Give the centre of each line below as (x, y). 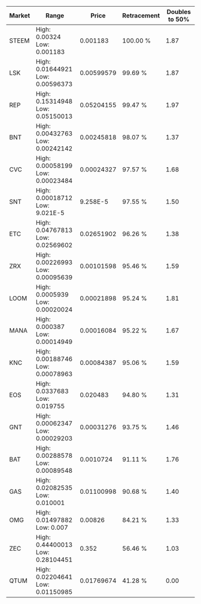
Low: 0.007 (52, 528)
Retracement (141, 16)
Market (20, 16)
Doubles (179, 12)
